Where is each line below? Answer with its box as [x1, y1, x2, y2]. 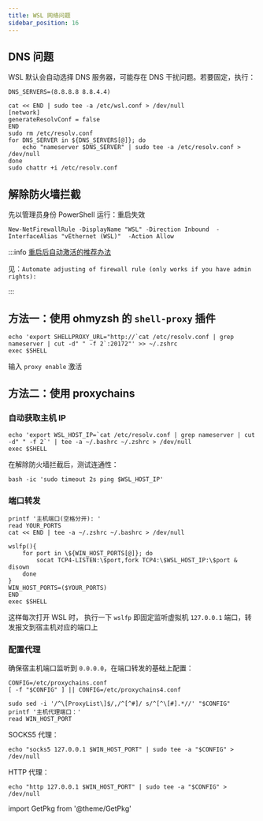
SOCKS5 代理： [8, 730, 59, 740]
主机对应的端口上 [42, 622, 98, 632]
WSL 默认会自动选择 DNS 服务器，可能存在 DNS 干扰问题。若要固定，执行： [8, 73, 256, 82]
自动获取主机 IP [8, 412, 67, 424]
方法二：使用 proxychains [8, 387, 135, 401]
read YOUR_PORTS [8, 521, 61, 529]
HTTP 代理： [8, 767, 50, 777]
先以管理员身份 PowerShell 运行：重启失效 [8, 210, 146, 219]
